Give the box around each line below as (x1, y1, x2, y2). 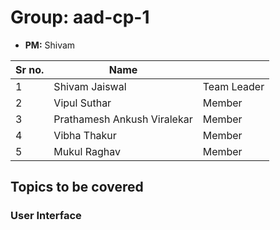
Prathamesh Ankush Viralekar (53, 112, 193, 126)
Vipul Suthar (53, 96, 112, 110)
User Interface (10, 209, 82, 223)
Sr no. (15, 62, 45, 76)
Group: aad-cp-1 (10, 6, 150, 29)
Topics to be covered (10, 179, 144, 196)
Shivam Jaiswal (53, 79, 127, 93)
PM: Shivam (24, 39, 76, 51)
